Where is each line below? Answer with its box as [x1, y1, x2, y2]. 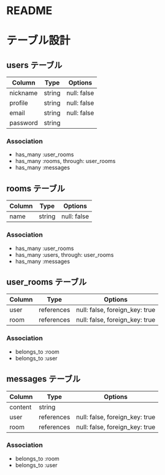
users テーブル [6, 59, 63, 70]
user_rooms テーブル [6, 276, 87, 287]
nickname [9, 89, 38, 97]
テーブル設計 [6, 34, 71, 48]
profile [9, 99, 29, 107]
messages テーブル [6, 374, 81, 384]
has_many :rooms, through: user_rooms [15, 158, 116, 165]
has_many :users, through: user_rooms [15, 251, 114, 258]
